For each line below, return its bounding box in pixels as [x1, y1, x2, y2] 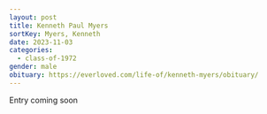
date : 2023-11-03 [9, 37, 73, 47]
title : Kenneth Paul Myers [9, 21, 109, 30]
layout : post [9, 12, 57, 22]
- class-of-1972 [17, 54, 77, 63]
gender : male [9, 63, 57, 72]
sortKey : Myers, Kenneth [9, 29, 101, 38]
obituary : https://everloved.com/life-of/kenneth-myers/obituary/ [9, 71, 259, 80]
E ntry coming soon [9, 95, 78, 105]
